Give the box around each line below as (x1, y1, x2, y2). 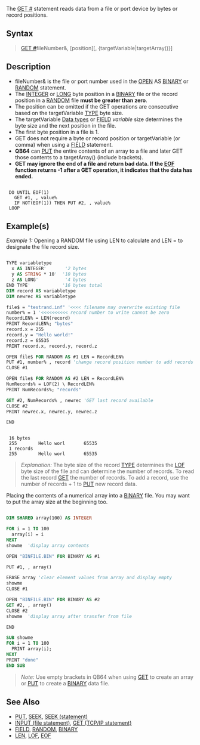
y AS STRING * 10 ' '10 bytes (11, 271, 87, 277)
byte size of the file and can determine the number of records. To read (20, 468, 195, 475)
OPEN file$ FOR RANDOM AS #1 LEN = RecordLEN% (6, 354, 124, 360)
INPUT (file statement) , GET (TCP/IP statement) (14, 719, 132, 727)
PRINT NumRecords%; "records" (6, 387, 82, 392)
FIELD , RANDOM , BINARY (14, 725, 78, 732)
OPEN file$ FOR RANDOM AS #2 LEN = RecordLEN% (6, 376, 124, 382)
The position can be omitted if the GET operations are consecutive (14, 103, 179, 110)
